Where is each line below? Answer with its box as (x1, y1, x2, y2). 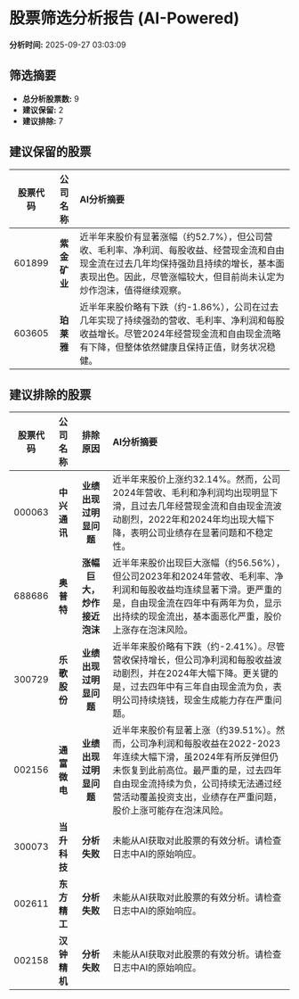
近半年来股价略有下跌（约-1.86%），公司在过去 (79, 301, 279, 313)
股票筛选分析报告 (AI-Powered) (9, 8, 240, 29)
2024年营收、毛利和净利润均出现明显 (112, 487, 270, 499)
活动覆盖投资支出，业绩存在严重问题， (121, 791, 282, 804)
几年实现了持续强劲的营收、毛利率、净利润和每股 (79, 314, 285, 326)
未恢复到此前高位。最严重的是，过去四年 (112, 764, 282, 777)
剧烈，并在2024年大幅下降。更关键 (121, 667, 270, 680)
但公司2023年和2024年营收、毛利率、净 (112, 570, 284, 582)
